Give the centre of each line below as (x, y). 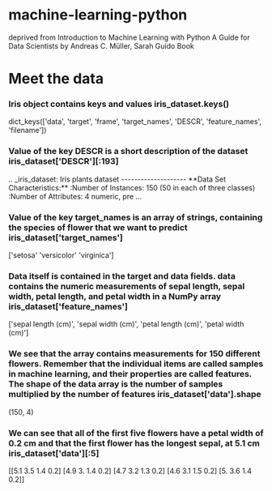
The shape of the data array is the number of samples (116, 384)
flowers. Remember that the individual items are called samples (136, 364)
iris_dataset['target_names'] (66, 237)
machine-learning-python (98, 15)
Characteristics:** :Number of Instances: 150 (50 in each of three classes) (132, 187)
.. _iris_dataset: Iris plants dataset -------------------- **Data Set (117, 179)
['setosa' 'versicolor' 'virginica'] (62, 255)
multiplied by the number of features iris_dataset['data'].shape (135, 395)
